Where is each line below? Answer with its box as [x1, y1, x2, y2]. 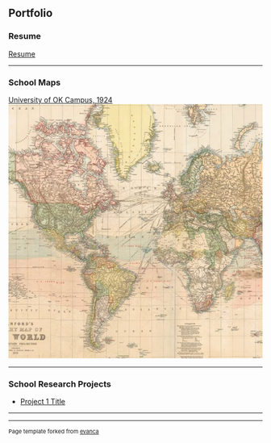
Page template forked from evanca [8, 428, 99, 436]
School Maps [8, 77, 61, 88]
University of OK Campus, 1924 [8, 94, 113, 104]
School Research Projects [8, 378, 111, 390]
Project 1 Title [19, 397, 66, 407]
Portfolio [8, 6, 53, 20]
